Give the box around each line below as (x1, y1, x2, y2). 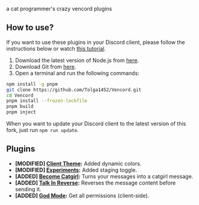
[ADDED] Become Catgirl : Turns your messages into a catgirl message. (14, 172, 194, 180)
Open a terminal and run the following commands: (14, 69, 140, 77)
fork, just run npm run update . (6, 127, 79, 134)
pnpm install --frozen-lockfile (6, 98, 87, 104)
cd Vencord (6, 92, 34, 98)
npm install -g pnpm (6, 81, 58, 87)
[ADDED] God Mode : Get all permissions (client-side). (14, 192, 150, 199)
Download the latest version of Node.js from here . (14, 57, 139, 64)
